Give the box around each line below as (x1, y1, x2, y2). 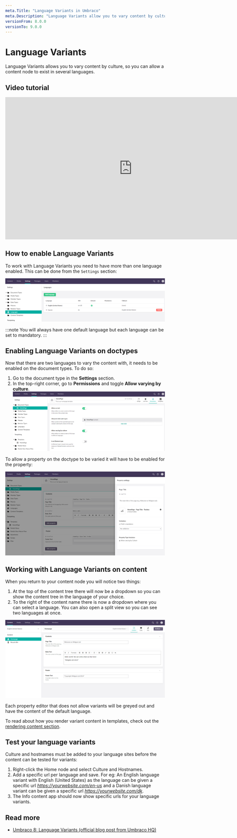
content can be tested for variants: (5, 757, 77, 763)
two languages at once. (12, 610, 62, 616)
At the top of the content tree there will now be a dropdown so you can (12, 589, 161, 595)
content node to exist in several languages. (5, 69, 95, 75)
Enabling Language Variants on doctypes (5, 347, 138, 355)
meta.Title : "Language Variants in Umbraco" (5, 8, 101, 13)
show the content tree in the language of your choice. (12, 594, 125, 600)
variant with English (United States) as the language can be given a (12, 777, 153, 783)
